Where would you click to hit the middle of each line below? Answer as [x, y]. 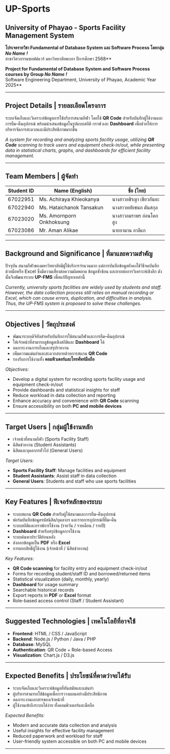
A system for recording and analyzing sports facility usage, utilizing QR [80, 139]
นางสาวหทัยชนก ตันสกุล [135, 207]
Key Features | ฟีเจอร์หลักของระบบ [54, 502]
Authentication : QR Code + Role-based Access [62, 650]
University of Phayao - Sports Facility [66, 28]
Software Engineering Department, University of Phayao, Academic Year [81, 80]
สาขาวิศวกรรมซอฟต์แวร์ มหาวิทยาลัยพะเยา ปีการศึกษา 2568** [58, 59]
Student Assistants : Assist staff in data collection [65, 476]
